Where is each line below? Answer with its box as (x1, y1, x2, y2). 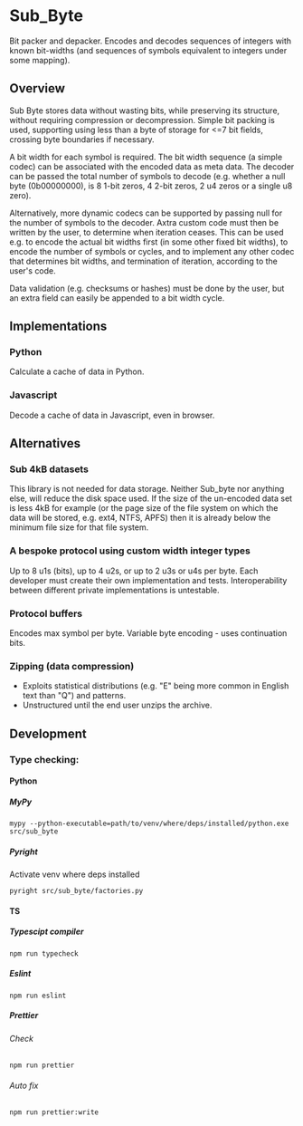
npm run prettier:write (9, 1108, 99, 1117)
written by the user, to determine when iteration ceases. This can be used (9, 226, 284, 237)
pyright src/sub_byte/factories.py (9, 887, 144, 896)
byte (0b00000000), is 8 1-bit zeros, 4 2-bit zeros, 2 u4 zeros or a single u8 (9, 180, 293, 191)
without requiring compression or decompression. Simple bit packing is (9, 114, 276, 125)
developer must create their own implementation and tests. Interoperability (9, 574, 288, 585)
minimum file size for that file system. (9, 522, 149, 533)
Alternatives (9, 436, 81, 451)
